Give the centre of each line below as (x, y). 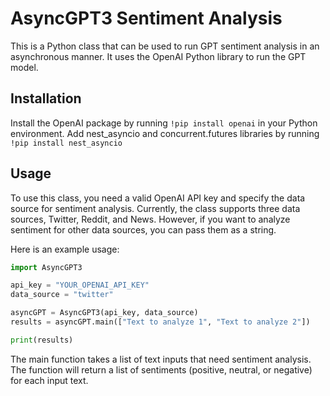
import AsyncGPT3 (46, 267)
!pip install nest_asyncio (66, 143)
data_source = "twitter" (62, 295)
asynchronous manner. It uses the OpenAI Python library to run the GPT (158, 56)
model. (24, 67)
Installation (46, 98)
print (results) (42, 340)
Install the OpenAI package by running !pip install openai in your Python (164, 123)
